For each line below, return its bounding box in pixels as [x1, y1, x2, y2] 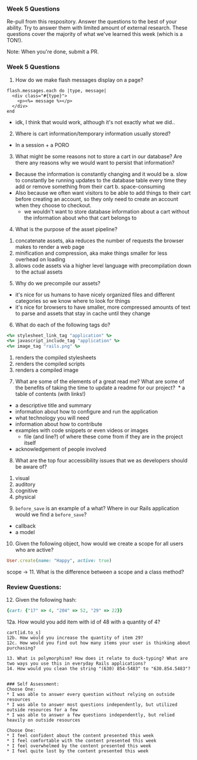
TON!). [6, 37, 23, 44]
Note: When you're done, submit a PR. [6, 48, 99, 55]
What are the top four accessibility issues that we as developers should [15, 457, 188, 464]
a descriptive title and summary [15, 402, 91, 409]
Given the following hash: [15, 596, 77, 604]
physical [15, 494, 36, 501]
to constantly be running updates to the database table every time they [15, 176, 187, 184]
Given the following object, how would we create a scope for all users [15, 540, 184, 547]
